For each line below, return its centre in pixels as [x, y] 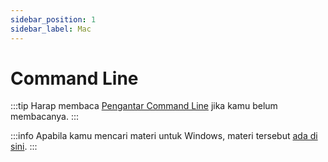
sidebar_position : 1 [53, 19]
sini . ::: [24, 147]
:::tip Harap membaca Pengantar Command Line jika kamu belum [144, 106]
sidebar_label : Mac [51, 29]
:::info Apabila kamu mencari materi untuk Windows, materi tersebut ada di [164, 136]
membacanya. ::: [45, 117]
